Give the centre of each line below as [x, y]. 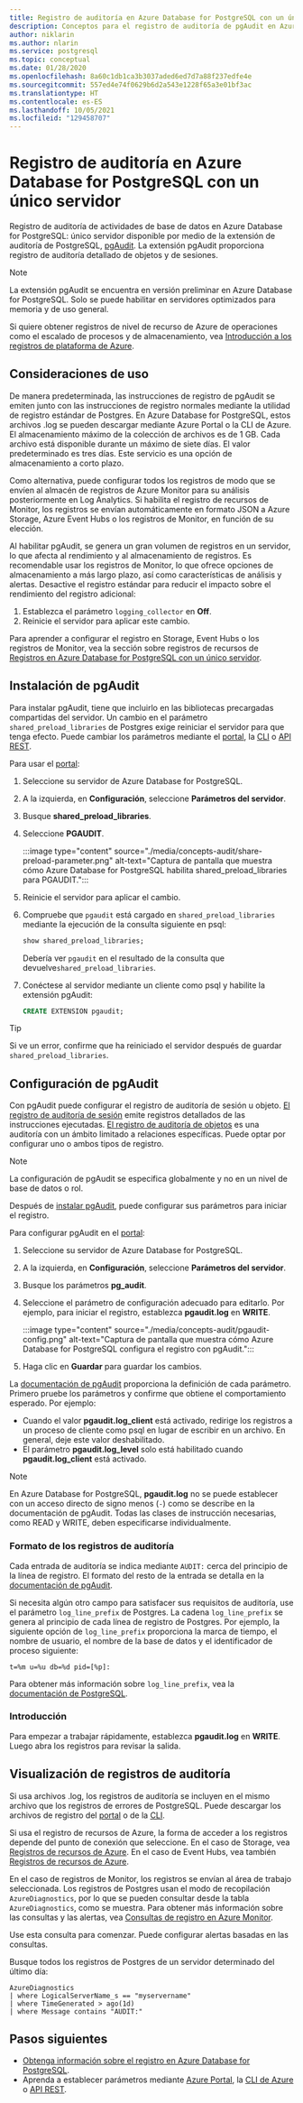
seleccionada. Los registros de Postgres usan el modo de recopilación [140, 1888]
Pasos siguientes [59, 2039]
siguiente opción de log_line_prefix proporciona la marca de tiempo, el [143, 1631]
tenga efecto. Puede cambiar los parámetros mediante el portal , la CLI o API [150, 736]
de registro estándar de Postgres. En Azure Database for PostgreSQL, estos [150, 415]
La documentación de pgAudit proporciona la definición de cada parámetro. [150, 1384]
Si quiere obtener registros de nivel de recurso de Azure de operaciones [143, 327]
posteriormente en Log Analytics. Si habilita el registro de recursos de [139, 499]
